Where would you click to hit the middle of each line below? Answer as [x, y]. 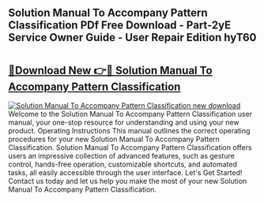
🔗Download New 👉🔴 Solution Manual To [110, 70]
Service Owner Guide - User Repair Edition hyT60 [132, 37]
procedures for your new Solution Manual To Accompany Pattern [114, 139]
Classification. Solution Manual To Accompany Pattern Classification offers [130, 148]
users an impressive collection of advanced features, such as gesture [121, 156]
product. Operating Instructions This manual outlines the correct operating [129, 131]
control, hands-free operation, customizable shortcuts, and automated [123, 164]
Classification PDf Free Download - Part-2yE [120, 26]
